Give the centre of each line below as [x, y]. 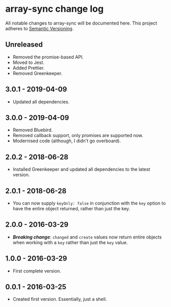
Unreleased [24, 45]
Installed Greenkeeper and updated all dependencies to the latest [81, 169]
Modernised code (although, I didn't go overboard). [67, 141]
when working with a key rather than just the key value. [70, 242]
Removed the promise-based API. [48, 57]
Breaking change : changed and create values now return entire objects [87, 237]
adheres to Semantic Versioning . [40, 28]
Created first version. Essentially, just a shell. [60, 299]
